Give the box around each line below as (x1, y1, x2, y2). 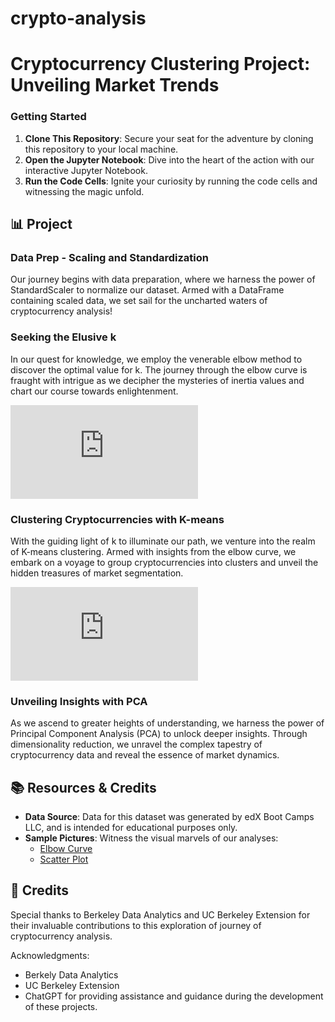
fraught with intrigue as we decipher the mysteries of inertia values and (10, 374, 305, 386)
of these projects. (24, 1000, 98, 1012)
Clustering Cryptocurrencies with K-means (10, 512, 225, 526)
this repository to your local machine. (24, 143, 179, 155)
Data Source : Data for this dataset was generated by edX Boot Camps (24, 811, 315, 823)
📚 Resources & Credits (10, 779, 157, 796)
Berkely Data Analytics (24, 968, 119, 981)
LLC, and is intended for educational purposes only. (24, 822, 238, 834)
